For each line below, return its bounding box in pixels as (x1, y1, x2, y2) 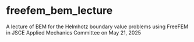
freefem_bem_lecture (6, 4, 113, 17)
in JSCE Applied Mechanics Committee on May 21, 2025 (6, 29, 142, 36)
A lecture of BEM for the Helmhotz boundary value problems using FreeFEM (6, 23, 189, 30)
